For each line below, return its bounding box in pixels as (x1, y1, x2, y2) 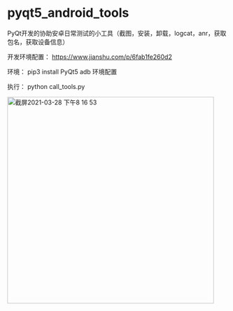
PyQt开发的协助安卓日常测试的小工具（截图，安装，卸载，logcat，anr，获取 (7, 29, 227, 37)
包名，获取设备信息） (7, 37, 69, 46)
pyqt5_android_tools (7, 5, 129, 21)
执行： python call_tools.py (7, 82, 85, 90)
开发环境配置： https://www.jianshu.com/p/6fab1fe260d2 (7, 53, 173, 61)
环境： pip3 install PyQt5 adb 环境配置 (7, 67, 118, 76)
